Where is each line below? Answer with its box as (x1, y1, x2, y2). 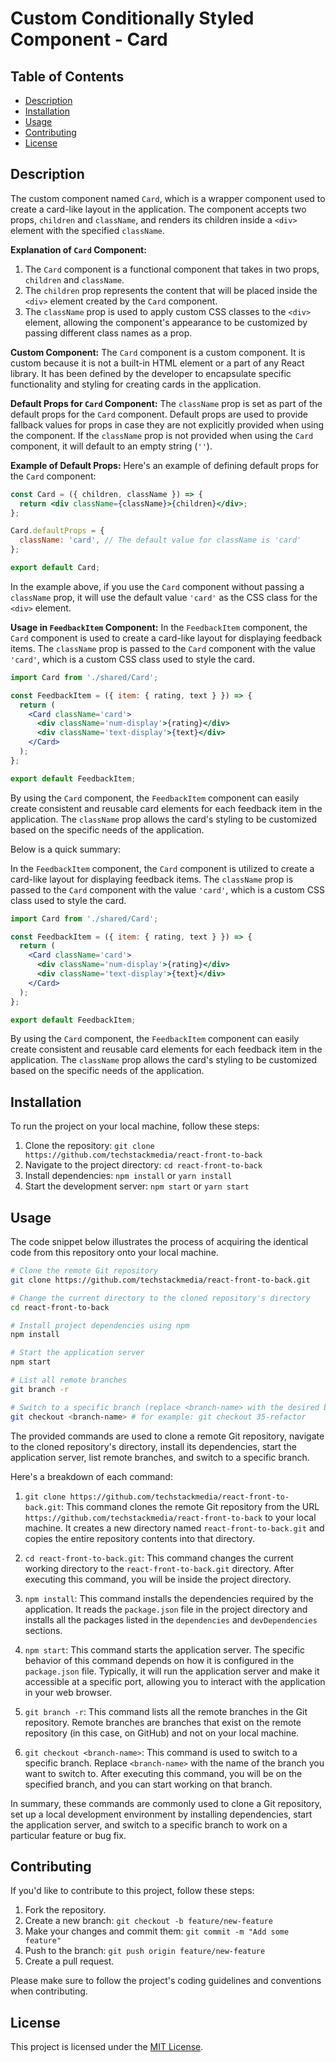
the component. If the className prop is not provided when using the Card (10, 429, 314, 441)
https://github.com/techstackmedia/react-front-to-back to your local (24, 1511, 317, 1523)
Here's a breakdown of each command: (10, 1470, 173, 1482)
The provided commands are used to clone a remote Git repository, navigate (10, 1430, 325, 1442)
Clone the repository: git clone (24, 1140, 155, 1152)
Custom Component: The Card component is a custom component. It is (10, 346, 306, 358)
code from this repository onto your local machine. (10, 1247, 219, 1259)
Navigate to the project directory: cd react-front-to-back (24, 1159, 263, 1171)
